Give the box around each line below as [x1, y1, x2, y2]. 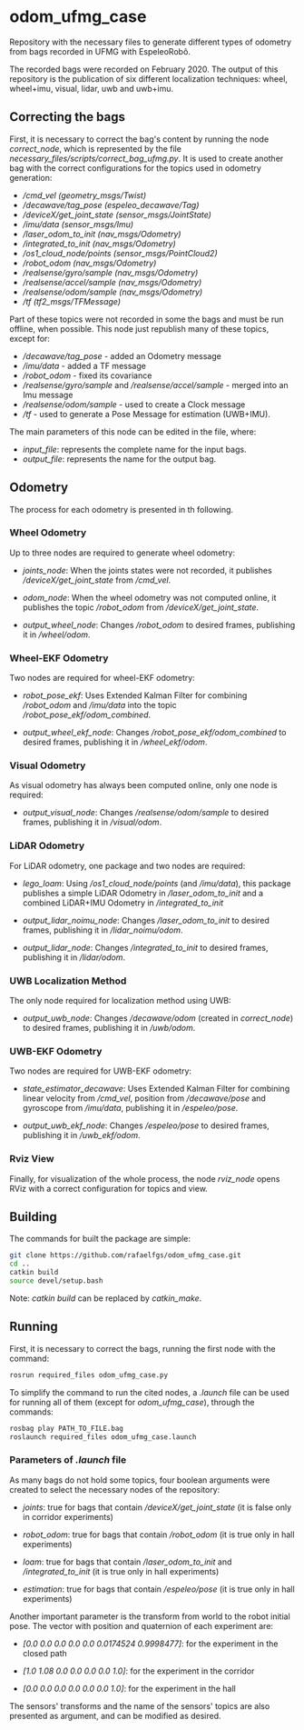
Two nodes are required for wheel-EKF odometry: [9, 673, 195, 684]
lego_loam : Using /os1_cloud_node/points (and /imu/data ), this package [22, 877, 292, 888]
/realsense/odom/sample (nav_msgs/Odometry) [22, 286, 203, 297]
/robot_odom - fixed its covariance [22, 370, 152, 381]
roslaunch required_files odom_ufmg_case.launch [9, 1432, 197, 1442]
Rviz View [9, 1153, 54, 1165]
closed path [22, 1647, 68, 1658]
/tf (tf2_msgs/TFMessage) [22, 295, 121, 306]
